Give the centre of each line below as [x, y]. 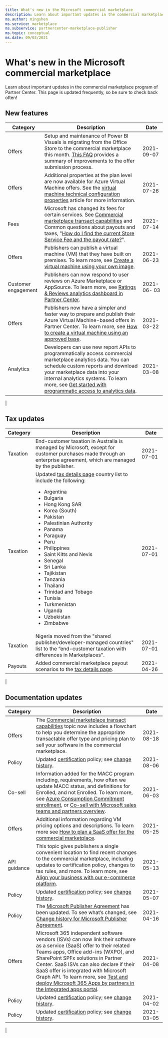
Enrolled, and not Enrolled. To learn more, [84, 792]
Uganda [53, 610]
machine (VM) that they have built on [88, 254]
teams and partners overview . [71, 811]
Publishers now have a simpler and [85, 307]
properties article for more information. [90, 200]
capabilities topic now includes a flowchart [86, 726]
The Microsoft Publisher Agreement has [83, 906]
